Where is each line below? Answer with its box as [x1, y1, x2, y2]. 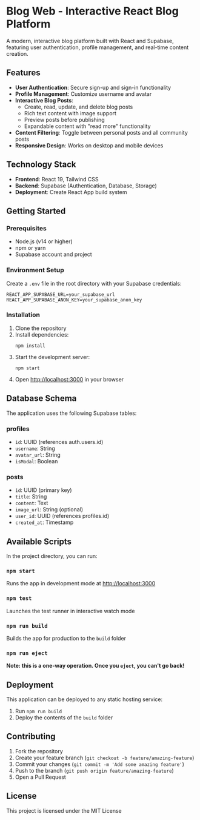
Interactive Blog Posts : [15, 96, 74, 104]
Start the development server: [15, 353, 90, 360]
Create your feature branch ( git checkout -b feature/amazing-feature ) [15, 754, 195, 761]
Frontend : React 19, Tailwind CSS [15, 175, 99, 183]
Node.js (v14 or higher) [15, 238, 73, 245]
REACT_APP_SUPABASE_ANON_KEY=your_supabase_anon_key [6, 297, 142, 303]
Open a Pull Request [15, 773, 67, 781]
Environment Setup [6, 266, 65, 274]
